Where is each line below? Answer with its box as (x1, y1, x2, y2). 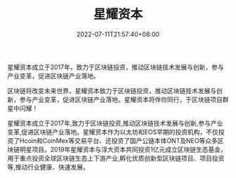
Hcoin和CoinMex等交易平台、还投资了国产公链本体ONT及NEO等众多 (19, 136, 218, 144)
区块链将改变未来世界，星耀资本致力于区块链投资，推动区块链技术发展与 (7, 86, 216, 95)
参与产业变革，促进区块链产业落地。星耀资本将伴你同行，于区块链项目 (19, 95, 223, 104)
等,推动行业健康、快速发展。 (7, 163, 90, 171)
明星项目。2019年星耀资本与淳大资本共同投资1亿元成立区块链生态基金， (19, 145, 227, 153)
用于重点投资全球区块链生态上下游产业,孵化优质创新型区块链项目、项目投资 (7, 153, 225, 162)
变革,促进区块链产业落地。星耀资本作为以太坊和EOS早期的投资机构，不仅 (7, 128, 219, 136)
